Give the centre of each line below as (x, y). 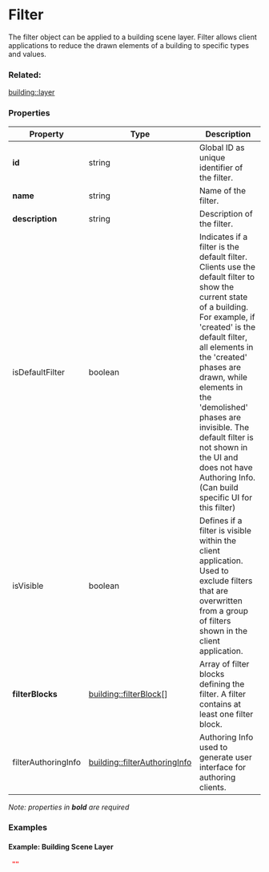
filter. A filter (223, 694)
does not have (226, 467)
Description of (226, 213)
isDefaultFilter (39, 372)
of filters (215, 621)
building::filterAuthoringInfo (140, 762)
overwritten (221, 601)
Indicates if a (223, 237)
